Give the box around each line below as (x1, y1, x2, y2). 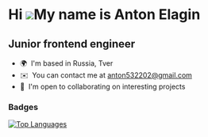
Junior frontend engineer (8, 37, 136, 51)
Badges (8, 101, 38, 112)
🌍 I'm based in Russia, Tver (19, 59, 114, 68)
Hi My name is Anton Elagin (8, 6, 201, 24)
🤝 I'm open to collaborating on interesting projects (19, 82, 186, 91)
